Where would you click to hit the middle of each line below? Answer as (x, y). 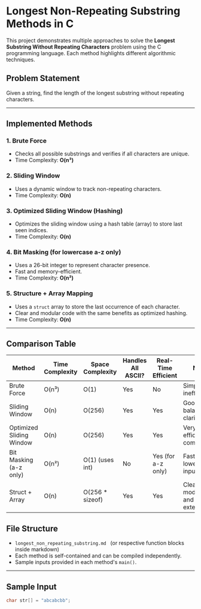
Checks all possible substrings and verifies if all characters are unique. (102, 154)
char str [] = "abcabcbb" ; (38, 601)
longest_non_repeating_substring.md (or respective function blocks (99, 543)
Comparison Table (41, 344)
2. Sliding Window (33, 176)
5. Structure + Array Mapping (50, 293)
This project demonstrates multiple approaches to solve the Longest (91, 40)
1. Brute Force (26, 141)
